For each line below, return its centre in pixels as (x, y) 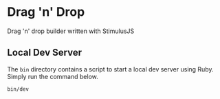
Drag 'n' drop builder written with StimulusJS (71, 31)
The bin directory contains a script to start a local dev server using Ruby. (110, 69)
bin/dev (18, 89)
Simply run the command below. (53, 76)
